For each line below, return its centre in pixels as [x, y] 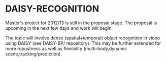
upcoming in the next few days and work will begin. [59, 28]
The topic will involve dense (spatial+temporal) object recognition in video [83, 38]
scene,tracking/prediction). [34, 54]
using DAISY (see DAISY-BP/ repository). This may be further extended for [83, 43]
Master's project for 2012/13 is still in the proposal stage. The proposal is [81, 23]
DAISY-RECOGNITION [52, 9]
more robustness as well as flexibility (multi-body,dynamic [66, 48]
